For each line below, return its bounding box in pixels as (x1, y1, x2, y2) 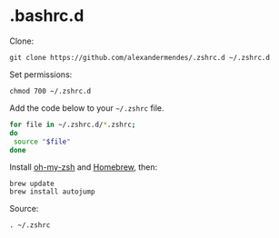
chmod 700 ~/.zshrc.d (9, 86, 92, 95)
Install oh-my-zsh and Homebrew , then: (9, 162, 158, 173)
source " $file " (13, 137, 71, 146)
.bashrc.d (9, 5, 85, 26)
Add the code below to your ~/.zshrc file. (9, 102, 165, 114)
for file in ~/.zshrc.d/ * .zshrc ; (9, 120, 136, 129)
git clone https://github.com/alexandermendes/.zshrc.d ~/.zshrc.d (9, 53, 271, 62)
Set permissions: (9, 69, 73, 80)
